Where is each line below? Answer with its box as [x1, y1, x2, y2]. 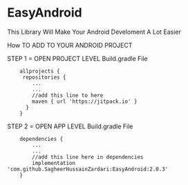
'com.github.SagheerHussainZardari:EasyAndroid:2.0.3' [7, 166, 169, 173]
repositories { [22, 74, 67, 81]
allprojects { [19, 68, 60, 75]
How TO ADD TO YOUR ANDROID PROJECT [7, 41, 133, 49]
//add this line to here [32, 92, 104, 99]
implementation [32, 159, 76, 166]
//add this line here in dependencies [32, 153, 144, 160]
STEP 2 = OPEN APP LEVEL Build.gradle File [7, 122, 133, 130]
